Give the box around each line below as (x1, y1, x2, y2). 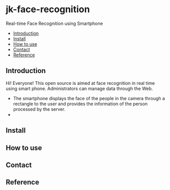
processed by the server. (13, 106, 65, 112)
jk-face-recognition (6, 4, 90, 15)
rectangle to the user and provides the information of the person (13, 101, 148, 107)
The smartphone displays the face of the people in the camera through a (13, 95, 165, 101)
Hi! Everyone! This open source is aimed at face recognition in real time (6, 80, 155, 86)
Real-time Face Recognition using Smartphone (6, 20, 103, 26)
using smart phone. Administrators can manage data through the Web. (6, 85, 153, 91)
